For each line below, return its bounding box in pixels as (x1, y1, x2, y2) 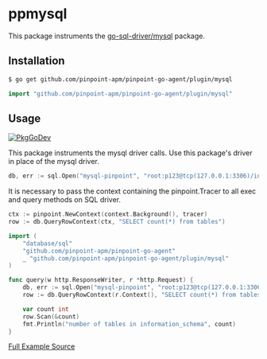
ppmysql (8, 5, 68, 23)
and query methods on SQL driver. (8, 195, 122, 205)
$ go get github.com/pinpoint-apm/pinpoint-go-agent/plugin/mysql (8, 75, 233, 84)
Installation (8, 54, 65, 68)
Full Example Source (8, 341, 75, 351)
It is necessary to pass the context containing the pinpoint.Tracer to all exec (8, 186, 257, 196)
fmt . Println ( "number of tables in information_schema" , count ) (22, 320, 237, 328)
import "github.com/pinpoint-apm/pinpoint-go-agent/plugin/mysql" (8, 89, 233, 98)
